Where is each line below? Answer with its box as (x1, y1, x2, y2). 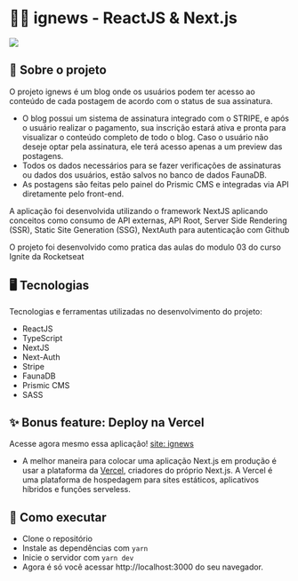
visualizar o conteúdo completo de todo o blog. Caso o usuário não (21, 131, 269, 142)
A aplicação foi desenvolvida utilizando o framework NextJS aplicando (9, 205, 269, 216)
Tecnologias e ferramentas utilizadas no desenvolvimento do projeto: (9, 306, 262, 316)
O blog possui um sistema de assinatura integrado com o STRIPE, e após (21, 113, 289, 123)
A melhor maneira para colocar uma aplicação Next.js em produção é (21, 456, 278, 466)
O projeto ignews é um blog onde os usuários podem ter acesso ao (9, 86, 255, 97)
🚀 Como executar (9, 510, 107, 525)
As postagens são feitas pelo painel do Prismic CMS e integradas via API (21, 179, 289, 189)
